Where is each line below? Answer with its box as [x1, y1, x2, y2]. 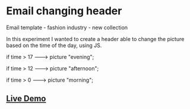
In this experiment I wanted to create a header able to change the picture [6, 35, 185, 42]
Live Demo [6, 94, 46, 104]
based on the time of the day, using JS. [6, 42, 102, 49]
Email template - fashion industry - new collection [6, 24, 128, 31]
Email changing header [6, 4, 122, 18]
